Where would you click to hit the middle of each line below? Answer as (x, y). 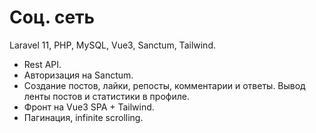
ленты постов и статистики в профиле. (106, 96)
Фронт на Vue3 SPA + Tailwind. (89, 107)
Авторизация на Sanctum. (78, 75)
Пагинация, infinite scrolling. (83, 117)
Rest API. (42, 64)
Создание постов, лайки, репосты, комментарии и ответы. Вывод (164, 85)
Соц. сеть (52, 17)
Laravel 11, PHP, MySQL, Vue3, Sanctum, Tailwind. (112, 45)
